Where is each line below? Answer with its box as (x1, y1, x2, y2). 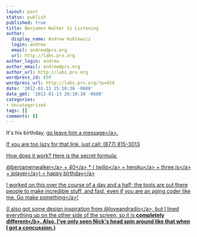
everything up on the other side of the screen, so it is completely (6, 212, 165, 219)
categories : (6, 96, 35, 102)
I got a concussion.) (6, 224, 56, 231)
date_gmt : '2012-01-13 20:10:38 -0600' (6, 91, 104, 97)
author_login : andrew (6, 58, 60, 64)
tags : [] (6, 108, 28, 113)
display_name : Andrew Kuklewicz (11, 36, 91, 42)
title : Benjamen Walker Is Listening (6, 25, 99, 31)
